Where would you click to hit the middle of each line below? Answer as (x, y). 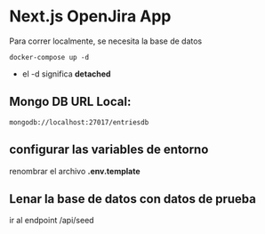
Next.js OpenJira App (90, 16)
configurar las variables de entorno (109, 150)
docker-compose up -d (49, 57)
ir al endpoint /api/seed (52, 221)
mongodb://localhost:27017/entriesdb (79, 122)
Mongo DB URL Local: (70, 102)
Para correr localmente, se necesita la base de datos (106, 41)
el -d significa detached (66, 74)
